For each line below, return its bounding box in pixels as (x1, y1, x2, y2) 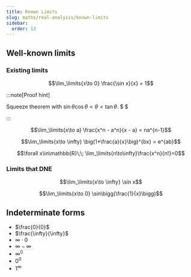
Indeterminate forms (6, 207, 85, 217)
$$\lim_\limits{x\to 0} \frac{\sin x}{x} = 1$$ (48, 79, 154, 87)
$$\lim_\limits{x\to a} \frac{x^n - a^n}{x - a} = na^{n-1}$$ (30, 126, 172, 133)
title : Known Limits (6, 8, 58, 15)
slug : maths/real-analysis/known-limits (6, 14, 109, 20)
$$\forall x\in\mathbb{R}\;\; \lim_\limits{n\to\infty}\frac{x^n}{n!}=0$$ (17, 149, 185, 157)
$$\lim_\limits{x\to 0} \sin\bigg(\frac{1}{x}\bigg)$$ (38, 190, 163, 198)
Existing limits (6, 66, 49, 74)
